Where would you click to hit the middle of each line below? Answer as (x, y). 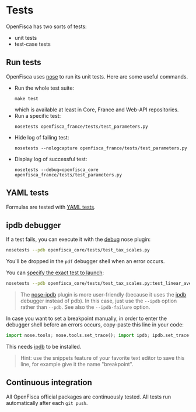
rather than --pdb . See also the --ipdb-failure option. (85, 307)
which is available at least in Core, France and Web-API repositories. (97, 110)
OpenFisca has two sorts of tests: (46, 26)
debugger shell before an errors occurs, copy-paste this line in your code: (95, 325)
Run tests (24, 62)
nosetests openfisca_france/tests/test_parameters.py (81, 127)
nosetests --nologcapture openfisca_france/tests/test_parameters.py (101, 148)
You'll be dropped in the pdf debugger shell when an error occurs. (85, 261)
